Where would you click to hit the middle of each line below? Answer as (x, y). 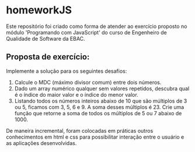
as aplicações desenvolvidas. (41, 143)
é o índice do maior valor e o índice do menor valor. (76, 94)
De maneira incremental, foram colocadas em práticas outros (80, 130)
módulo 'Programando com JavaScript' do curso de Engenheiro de (87, 32)
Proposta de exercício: (48, 57)
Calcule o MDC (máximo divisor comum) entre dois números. (88, 82)
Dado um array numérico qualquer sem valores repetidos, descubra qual (102, 89)
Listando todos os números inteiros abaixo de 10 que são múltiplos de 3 (101, 101)
